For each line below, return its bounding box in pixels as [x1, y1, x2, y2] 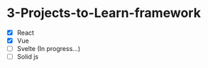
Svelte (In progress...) [16, 45, 81, 53]
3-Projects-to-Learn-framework [6, 5, 202, 21]
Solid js [16, 52, 39, 61]
